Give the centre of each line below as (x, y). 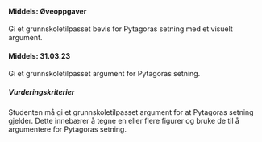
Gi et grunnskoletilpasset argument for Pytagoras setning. (104, 74)
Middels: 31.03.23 (40, 55)
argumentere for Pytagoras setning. (68, 129)
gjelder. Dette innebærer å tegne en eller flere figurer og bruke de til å (124, 121)
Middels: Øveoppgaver (48, 11)
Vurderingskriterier (42, 92)
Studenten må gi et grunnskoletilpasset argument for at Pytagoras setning (131, 112)
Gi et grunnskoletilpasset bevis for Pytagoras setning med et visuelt (121, 29)
